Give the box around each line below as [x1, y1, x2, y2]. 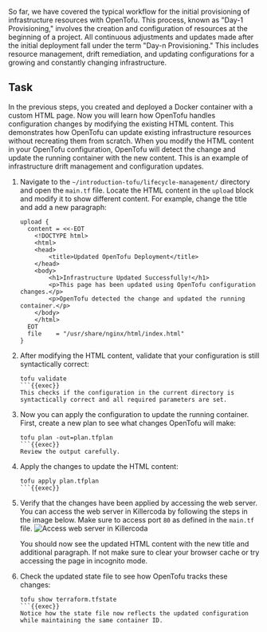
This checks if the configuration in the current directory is [19, 388, 235, 396]
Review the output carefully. [19, 447, 121, 455]
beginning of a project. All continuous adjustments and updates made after [8, 32, 254, 42]
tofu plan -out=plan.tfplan [19, 433, 113, 442]
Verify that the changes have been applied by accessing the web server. [19, 498, 257, 507]
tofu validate [19, 375, 67, 383]
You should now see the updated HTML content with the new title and [19, 539, 249, 548]
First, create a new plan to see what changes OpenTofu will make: [19, 418, 237, 427]
